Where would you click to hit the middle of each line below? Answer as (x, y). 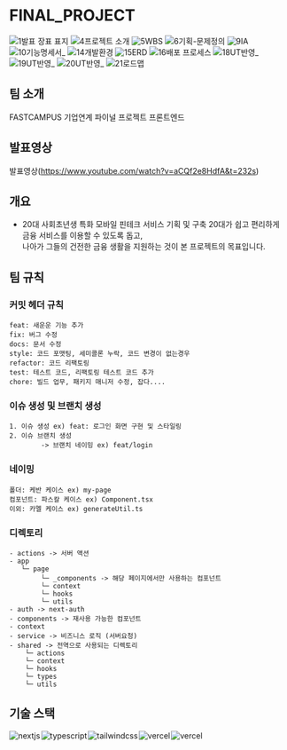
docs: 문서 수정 (35, 344)
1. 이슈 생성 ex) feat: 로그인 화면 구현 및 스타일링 (96, 427)
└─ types (41, 676)
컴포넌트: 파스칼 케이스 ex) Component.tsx (81, 499)
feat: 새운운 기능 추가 (47, 326)
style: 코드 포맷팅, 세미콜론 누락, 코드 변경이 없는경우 (100, 354)
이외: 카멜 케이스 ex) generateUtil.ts (76, 509)
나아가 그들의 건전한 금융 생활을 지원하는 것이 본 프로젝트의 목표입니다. (143, 247)
